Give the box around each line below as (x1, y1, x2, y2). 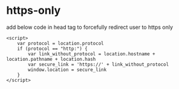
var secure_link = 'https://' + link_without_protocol (28, 61, 169, 67)
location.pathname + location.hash (6, 56, 96, 62)
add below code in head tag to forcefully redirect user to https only (6, 23, 174, 31)
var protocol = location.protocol (17, 40, 104, 46)
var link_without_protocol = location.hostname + (28, 51, 155, 57)
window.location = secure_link (28, 67, 107, 73)
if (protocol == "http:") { (17, 46, 88, 52)
